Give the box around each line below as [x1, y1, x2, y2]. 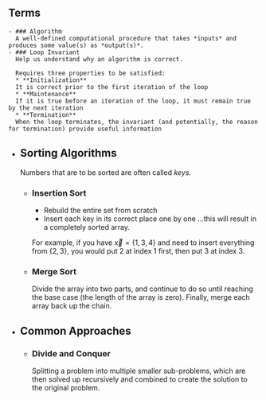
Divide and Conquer [31, 348, 111, 359]
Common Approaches [19, 324, 131, 337]
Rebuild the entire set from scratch [43, 205, 158, 215]
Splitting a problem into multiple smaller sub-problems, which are [31, 366, 246, 375]
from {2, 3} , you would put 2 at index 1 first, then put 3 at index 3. [31, 246, 245, 255]
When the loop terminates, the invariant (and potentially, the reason [15, 118, 259, 126]
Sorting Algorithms [19, 146, 117, 160]
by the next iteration [8, 103, 84, 112]
